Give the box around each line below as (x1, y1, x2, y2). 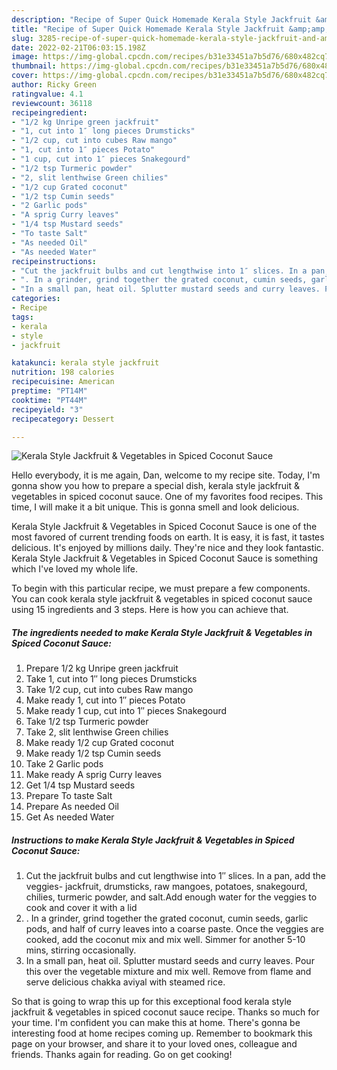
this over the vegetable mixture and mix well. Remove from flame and (25, 966, 312, 978)
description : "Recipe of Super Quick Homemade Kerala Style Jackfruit (11, 14, 312, 25)
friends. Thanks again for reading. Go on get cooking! (11, 1049, 233, 1061)
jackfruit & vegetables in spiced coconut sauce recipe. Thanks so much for (11, 1006, 320, 1018)
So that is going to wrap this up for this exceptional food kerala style (11, 996, 293, 1008)
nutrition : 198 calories (11, 367, 115, 378)
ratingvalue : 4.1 (11, 89, 84, 99)
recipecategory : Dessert (11, 414, 115, 424)
